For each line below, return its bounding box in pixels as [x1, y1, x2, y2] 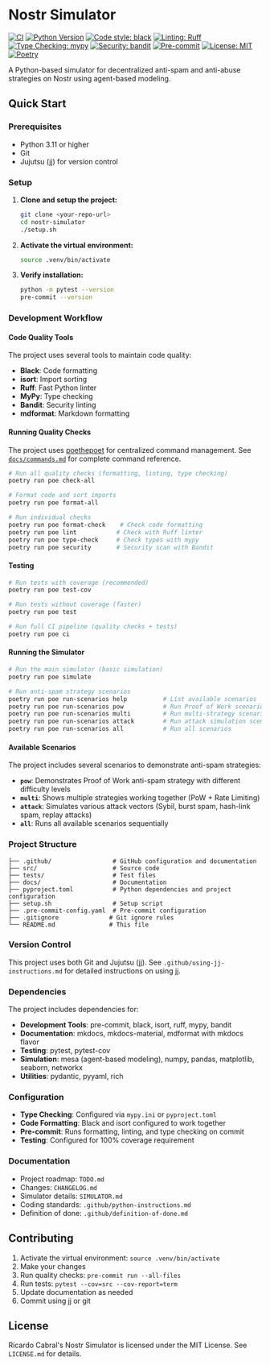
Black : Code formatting [19, 366, 98, 375]
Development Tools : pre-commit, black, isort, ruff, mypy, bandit [19, 1020, 232, 1030]
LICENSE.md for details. [8, 1349, 82, 1359]
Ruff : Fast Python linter [19, 383, 97, 392]
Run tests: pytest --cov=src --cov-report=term [19, 1279, 178, 1288]
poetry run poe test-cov [8, 586, 92, 594]
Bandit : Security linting [19, 400, 96, 410]
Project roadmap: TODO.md [19, 1174, 105, 1184]
